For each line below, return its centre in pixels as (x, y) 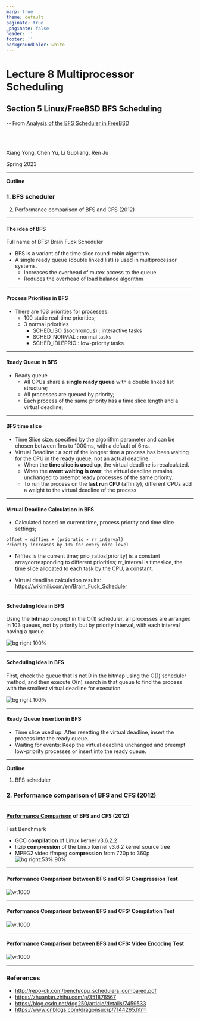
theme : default (25, 17)
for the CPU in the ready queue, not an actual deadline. (82, 458)
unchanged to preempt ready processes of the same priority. (99, 477)
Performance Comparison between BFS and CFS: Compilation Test (90, 911)
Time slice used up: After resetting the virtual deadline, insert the (94, 732)
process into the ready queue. (52, 738)
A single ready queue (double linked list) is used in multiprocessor (96, 260)
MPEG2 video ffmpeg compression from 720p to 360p (82, 853)
